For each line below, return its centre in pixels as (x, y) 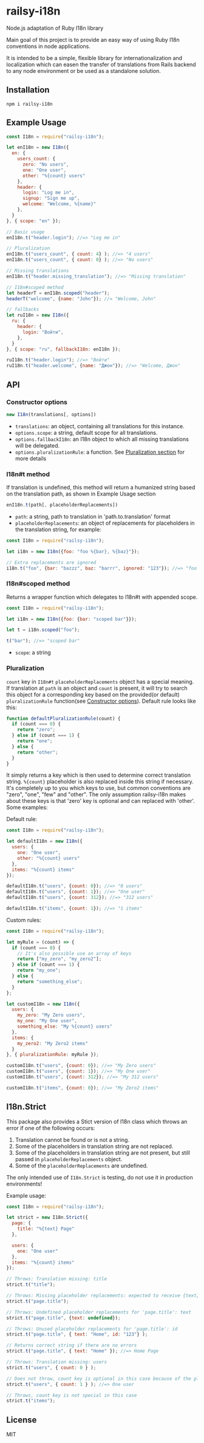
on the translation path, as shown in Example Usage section (81, 494)
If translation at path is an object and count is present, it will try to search (97, 688)
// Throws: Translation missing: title (57, 1279)
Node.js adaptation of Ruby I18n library (55, 28)
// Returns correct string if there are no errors (72, 1346)
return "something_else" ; (50, 981)
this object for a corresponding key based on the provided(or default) (93, 694)
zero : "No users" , (46, 165)
